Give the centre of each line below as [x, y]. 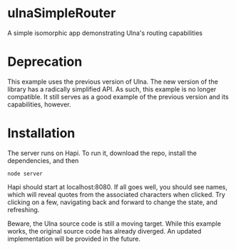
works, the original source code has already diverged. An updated [104, 231]
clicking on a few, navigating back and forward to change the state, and [112, 202]
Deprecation [45, 62]
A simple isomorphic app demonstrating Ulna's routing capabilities [105, 33]
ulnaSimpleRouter [62, 13]
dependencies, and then [43, 160]
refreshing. [24, 209]
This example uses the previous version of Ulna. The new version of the [113, 81]
